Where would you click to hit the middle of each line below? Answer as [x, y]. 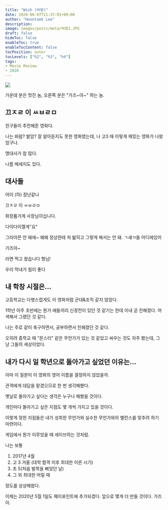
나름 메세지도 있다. [23, 164]
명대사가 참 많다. [21, 153]
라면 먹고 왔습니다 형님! [28, 259]
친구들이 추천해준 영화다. [29, 125]
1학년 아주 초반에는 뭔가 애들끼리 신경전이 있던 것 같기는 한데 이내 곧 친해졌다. [81, 311]
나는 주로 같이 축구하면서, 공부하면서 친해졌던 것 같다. [57, 327]
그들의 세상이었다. [28, 344]
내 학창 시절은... [28, 287]
